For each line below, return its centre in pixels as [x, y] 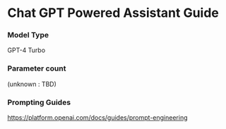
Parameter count [37, 68]
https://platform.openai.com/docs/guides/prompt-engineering [97, 118]
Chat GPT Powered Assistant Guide [113, 13]
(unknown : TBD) [32, 84]
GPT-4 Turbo [26, 50]
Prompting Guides [39, 102]
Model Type [28, 35]
